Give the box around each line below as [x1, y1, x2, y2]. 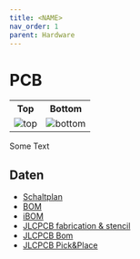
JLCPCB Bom [22, 230, 74, 242]
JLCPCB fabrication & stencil [22, 221, 131, 232]
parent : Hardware [9, 30, 75, 39]
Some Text [9, 140, 50, 151]
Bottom [49, 102, 83, 115]
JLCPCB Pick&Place [22, 240, 98, 251]
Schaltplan [22, 192, 64, 202]
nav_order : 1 [9, 22, 59, 31]
